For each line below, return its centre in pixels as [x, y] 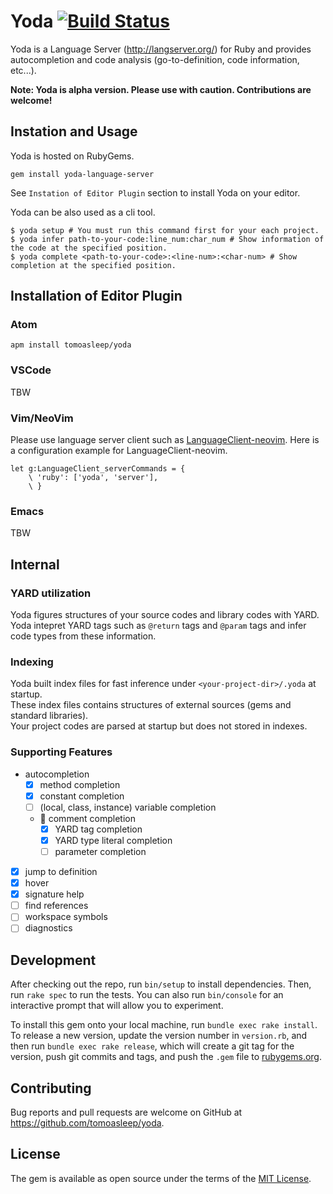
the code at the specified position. [89, 248]
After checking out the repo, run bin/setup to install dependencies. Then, [161, 984]
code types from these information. [83, 636]
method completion [80, 784]
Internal [35, 564]
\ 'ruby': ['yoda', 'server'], [93, 478]
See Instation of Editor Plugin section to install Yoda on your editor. [155, 192]
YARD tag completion [98, 829]
